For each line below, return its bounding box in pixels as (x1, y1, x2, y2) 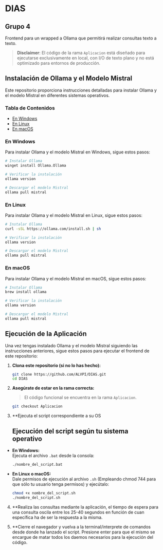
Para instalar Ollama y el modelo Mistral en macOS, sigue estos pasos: (5, 276, 146, 282)
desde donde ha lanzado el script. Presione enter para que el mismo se (12, 529, 155, 535)
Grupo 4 (5, 22, 31, 31)
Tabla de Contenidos (5, 104, 55, 111)
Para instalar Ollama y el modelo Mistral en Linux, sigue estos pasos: (5, 212, 143, 218)
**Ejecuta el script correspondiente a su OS (12, 413, 101, 419)
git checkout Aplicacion (12, 404, 63, 409)
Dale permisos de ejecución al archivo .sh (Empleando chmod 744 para (12, 476, 156, 482)
